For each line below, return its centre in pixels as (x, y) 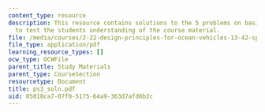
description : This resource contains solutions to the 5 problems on (125, 23)
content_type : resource (47, 15)
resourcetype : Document (47, 81)
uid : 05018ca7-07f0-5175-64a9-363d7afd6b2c (81, 96)
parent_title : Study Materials (60, 67)
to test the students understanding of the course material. (118, 30)
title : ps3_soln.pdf (42, 89)
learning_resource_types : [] (56, 52)
